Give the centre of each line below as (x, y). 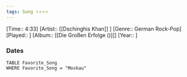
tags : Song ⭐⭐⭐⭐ (27, 12)
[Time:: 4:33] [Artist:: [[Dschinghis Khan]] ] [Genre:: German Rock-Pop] (94, 29)
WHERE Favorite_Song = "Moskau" (46, 68)
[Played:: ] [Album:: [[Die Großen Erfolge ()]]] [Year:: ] (72, 35)
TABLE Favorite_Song (32, 63)
